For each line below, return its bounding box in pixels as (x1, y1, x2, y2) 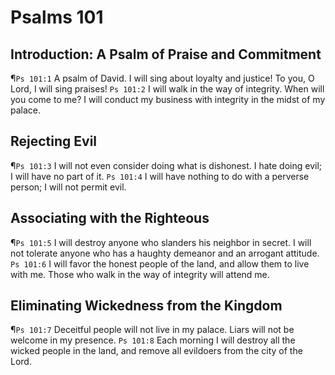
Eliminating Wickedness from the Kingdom (10, 297, 283, 315)
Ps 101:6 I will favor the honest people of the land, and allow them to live (10, 257, 310, 270)
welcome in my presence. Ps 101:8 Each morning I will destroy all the (10, 334, 296, 346)
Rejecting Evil (10, 133, 98, 150)
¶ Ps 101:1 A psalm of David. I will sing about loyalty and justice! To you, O (10, 72, 315, 84)
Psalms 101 (10, 6, 104, 29)
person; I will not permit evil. (10, 181, 127, 193)
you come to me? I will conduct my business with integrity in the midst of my (10, 94, 326, 105)
